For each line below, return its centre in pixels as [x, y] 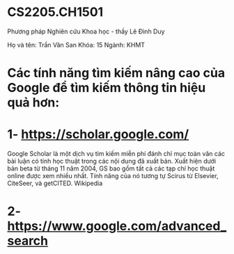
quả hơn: [33, 103]
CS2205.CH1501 [55, 12]
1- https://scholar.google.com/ [98, 135]
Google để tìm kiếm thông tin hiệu [107, 88]
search [28, 241]
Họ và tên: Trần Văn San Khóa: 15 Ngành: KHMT [76, 45]
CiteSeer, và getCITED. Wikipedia [55, 183]
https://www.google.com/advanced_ [117, 226]
